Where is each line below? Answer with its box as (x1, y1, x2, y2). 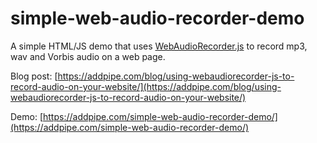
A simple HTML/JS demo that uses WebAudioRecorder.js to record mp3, (10, 40, 308, 52)
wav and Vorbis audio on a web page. (10, 50, 166, 62)
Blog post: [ (10, 70, 58, 82)
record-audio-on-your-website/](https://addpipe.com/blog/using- (10, 80, 282, 92)
